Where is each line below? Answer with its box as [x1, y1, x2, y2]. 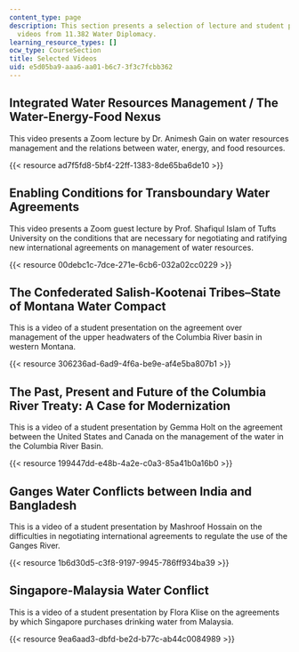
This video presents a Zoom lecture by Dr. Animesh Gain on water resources [9, 133, 289, 143]
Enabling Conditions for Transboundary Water [9, 186, 271, 201]
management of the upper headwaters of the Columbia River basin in [9, 332, 263, 342]
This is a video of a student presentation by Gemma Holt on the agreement [9, 422, 283, 432]
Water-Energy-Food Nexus [9, 109, 162, 125]
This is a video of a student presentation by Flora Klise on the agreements [9, 607, 280, 617]
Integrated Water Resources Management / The [9, 95, 279, 111]
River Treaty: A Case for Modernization [9, 398, 231, 414]
